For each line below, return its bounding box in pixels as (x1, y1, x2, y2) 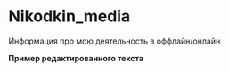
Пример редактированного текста (8, 52, 144, 63)
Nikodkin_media (8, 6, 131, 27)
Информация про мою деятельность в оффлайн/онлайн (8, 36, 221, 46)
